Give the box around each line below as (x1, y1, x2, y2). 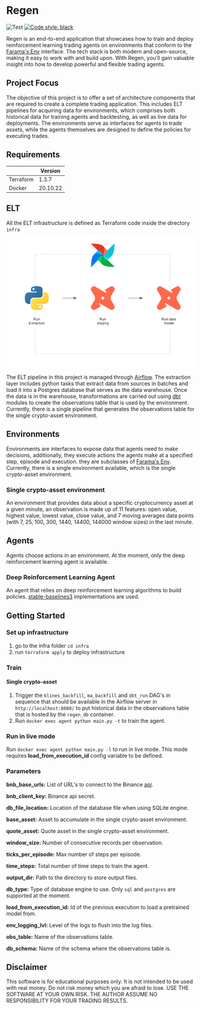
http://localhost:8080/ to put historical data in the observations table (14, 704, 190, 711)
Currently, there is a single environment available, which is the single (6, 464, 176, 471)
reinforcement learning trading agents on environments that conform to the (6, 41, 192, 49)
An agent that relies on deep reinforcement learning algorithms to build (6, 586, 182, 594)
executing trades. (6, 132, 50, 139)
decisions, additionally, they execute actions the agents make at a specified (6, 451, 193, 459)
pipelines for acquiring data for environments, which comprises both (6, 106, 176, 114)
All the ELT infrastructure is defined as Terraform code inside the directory (6, 219, 190, 226)
